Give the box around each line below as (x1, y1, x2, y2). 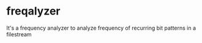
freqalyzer (6, 4, 61, 18)
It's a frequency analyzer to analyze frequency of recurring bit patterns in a (6, 24, 196, 31)
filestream (6, 30, 32, 38)
